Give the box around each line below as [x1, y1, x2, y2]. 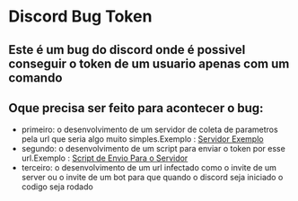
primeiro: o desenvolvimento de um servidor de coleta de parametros [21, 124, 279, 135]
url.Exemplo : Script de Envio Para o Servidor [21, 153, 188, 163]
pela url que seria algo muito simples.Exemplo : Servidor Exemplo [21, 134, 264, 144]
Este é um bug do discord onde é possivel [8, 42, 246, 57]
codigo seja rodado [21, 181, 93, 192]
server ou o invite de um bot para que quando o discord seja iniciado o [21, 172, 284, 183]
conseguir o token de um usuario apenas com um [8, 56, 290, 71]
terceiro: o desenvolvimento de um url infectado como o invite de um [21, 162, 277, 173]
